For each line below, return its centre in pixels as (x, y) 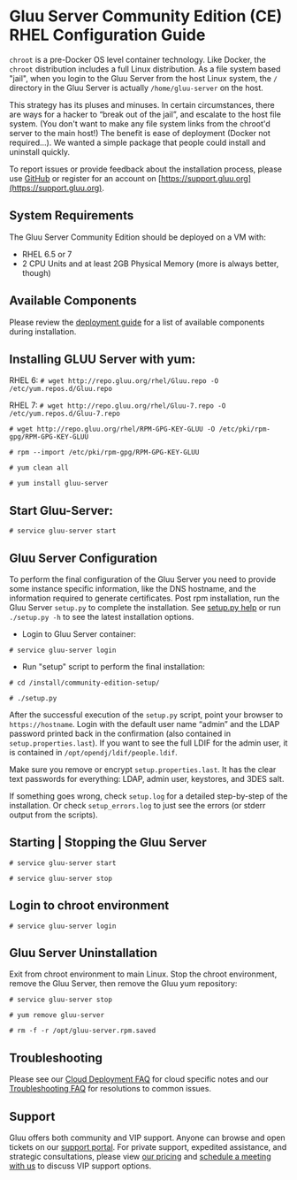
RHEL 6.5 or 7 (47, 254)
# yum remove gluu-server (57, 1015)
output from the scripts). (54, 815)
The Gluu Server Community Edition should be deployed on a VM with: (138, 237)
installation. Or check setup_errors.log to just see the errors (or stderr (137, 805)
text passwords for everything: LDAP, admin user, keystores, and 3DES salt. (147, 779)
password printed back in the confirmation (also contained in (120, 733)
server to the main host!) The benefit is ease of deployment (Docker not (140, 133)
